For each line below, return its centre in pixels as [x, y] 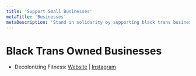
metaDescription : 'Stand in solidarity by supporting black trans [88, 22]
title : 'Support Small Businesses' [49, 11]
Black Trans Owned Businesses [84, 51]
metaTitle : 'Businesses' [36, 17]
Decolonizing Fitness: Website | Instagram [65, 67]
